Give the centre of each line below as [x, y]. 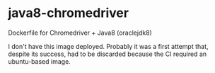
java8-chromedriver [69, 13]
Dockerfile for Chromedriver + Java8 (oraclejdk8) [80, 33]
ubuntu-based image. [40, 61]
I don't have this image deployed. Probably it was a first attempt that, [108, 46]
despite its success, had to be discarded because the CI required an [107, 54]
